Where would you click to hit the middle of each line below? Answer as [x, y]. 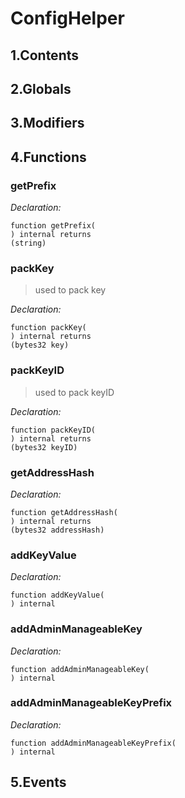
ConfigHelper [67, 18]
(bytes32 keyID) [44, 447]
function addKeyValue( [57, 595]
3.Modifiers [47, 123]
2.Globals [41, 88]
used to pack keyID [74, 392]
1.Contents [44, 55]
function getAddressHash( [64, 512]
